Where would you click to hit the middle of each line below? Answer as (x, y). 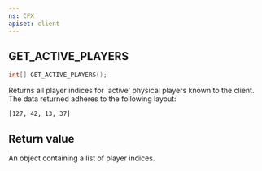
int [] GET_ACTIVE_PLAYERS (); (58, 75)
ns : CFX (22, 16)
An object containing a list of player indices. (82, 158)
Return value (41, 139)
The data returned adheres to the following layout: (92, 99)
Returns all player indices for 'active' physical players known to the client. (131, 91)
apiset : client (34, 24)
